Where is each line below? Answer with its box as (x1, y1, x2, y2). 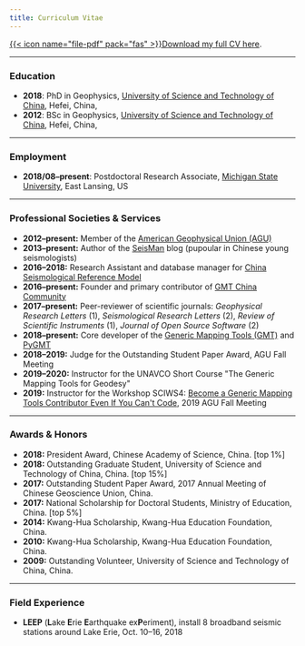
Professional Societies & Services (9, 212, 162, 225)
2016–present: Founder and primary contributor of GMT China (22, 281, 257, 292)
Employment (9, 150, 67, 163)
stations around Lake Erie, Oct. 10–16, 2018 (22, 627, 183, 638)
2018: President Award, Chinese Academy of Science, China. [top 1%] (22, 449, 286, 459)
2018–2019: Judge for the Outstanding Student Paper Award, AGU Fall (22, 348, 287, 359)
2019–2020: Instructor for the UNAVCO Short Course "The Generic (22, 368, 275, 379)
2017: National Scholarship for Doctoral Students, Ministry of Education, (22, 497, 292, 508)
